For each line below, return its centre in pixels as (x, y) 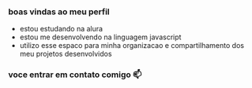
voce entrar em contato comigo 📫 (75, 75)
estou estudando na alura (61, 29)
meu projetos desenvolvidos (66, 54)
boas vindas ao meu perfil (59, 12)
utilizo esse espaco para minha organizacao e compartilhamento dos (132, 46)
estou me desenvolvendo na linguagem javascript (100, 37)
